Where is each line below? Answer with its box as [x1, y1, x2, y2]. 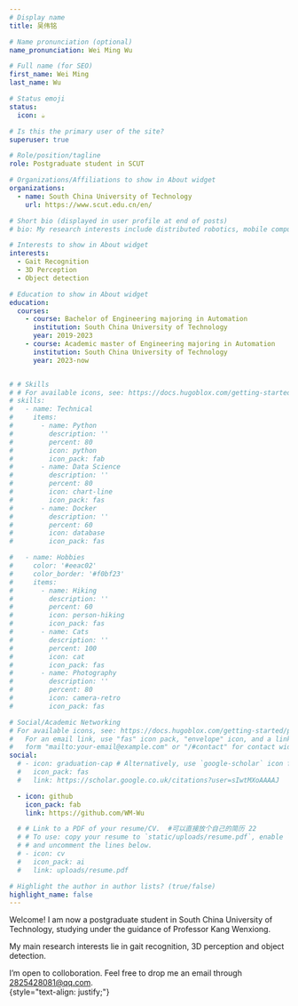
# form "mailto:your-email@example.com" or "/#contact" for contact [9, 743, 276, 752]
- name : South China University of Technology [17, 192, 192, 201]
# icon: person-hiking [9, 611, 125, 620]
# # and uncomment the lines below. [17, 841, 153, 850]
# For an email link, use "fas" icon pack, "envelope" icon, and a [9, 735, 272, 744]
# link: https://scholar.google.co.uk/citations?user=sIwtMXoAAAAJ [17, 776, 279, 785]
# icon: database [9, 528, 105, 538]
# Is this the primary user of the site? [9, 126, 165, 136]
